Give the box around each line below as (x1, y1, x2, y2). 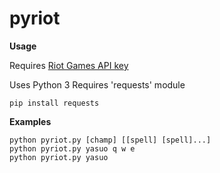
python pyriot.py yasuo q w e (9, 143, 136, 154)
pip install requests (9, 98, 100, 108)
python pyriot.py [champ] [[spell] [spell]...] (9, 135, 212, 145)
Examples (9, 115, 52, 127)
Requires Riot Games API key (9, 59, 129, 71)
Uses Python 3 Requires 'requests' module (9, 78, 186, 91)
